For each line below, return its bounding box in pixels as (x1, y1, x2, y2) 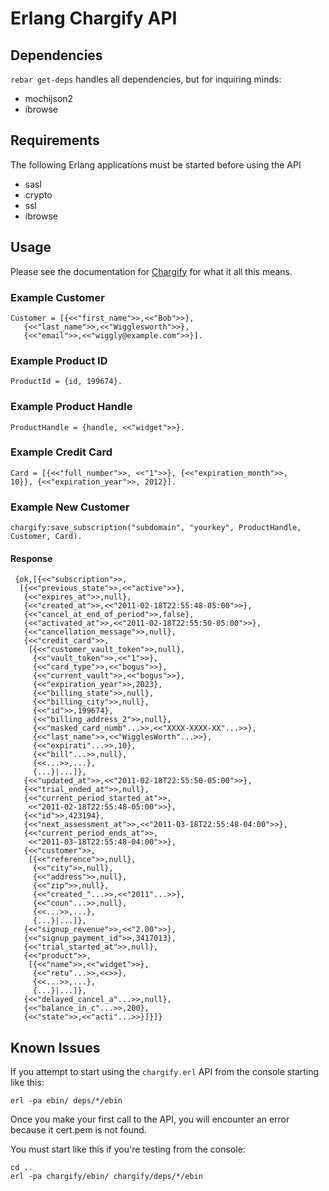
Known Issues (10, 1039, 101, 1056)
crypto (24, 188, 53, 201)
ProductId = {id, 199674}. (10, 377, 123, 387)
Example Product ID (10, 353, 108, 367)
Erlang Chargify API (10, 7, 178, 30)
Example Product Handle (10, 400, 133, 414)
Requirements (10, 132, 100, 149)
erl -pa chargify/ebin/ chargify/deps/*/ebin (10, 1172, 203, 1182)
